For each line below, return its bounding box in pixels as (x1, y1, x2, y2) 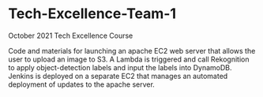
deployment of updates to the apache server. (8, 80, 156, 89)
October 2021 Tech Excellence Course (8, 31, 133, 40)
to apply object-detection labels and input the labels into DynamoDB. (8, 62, 232, 72)
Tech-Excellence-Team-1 (8, 5, 176, 23)
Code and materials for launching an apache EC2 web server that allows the (8, 46, 256, 55)
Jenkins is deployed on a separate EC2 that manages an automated (8, 71, 228, 80)
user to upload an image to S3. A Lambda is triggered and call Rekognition (8, 54, 250, 64)
